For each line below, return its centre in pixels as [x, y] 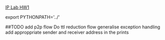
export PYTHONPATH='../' [32, 17]
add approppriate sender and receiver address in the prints [67, 32]
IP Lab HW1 [17, 7]
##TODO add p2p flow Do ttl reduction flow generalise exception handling [83, 27]
